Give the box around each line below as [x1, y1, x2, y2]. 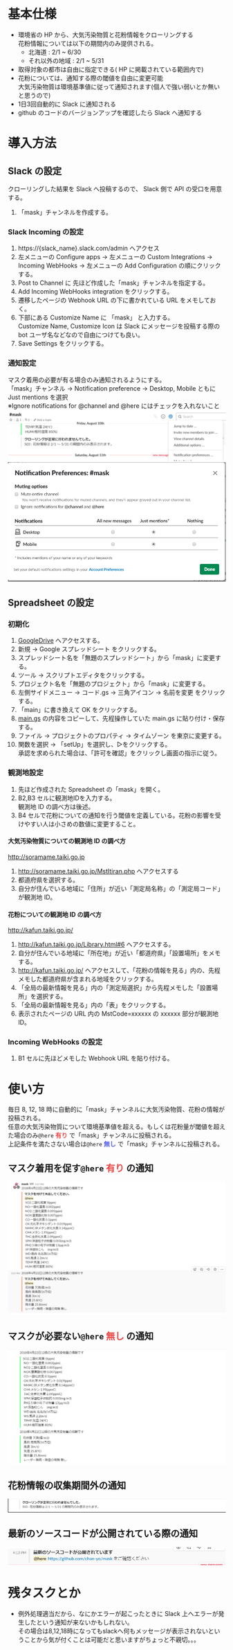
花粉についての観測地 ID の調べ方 [8, 910, 102, 919]
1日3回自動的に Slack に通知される [17, 100, 116, 108]
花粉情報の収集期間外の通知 [8, 1480, 127, 1491]
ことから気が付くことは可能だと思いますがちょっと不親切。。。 [24, 1635, 200, 1644]
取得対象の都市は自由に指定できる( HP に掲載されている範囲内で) [17, 65, 204, 73]
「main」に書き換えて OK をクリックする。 [17, 706, 141, 714]
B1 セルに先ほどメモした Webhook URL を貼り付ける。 [17, 1054, 174, 1063]
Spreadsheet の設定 [8, 597, 94, 609]
